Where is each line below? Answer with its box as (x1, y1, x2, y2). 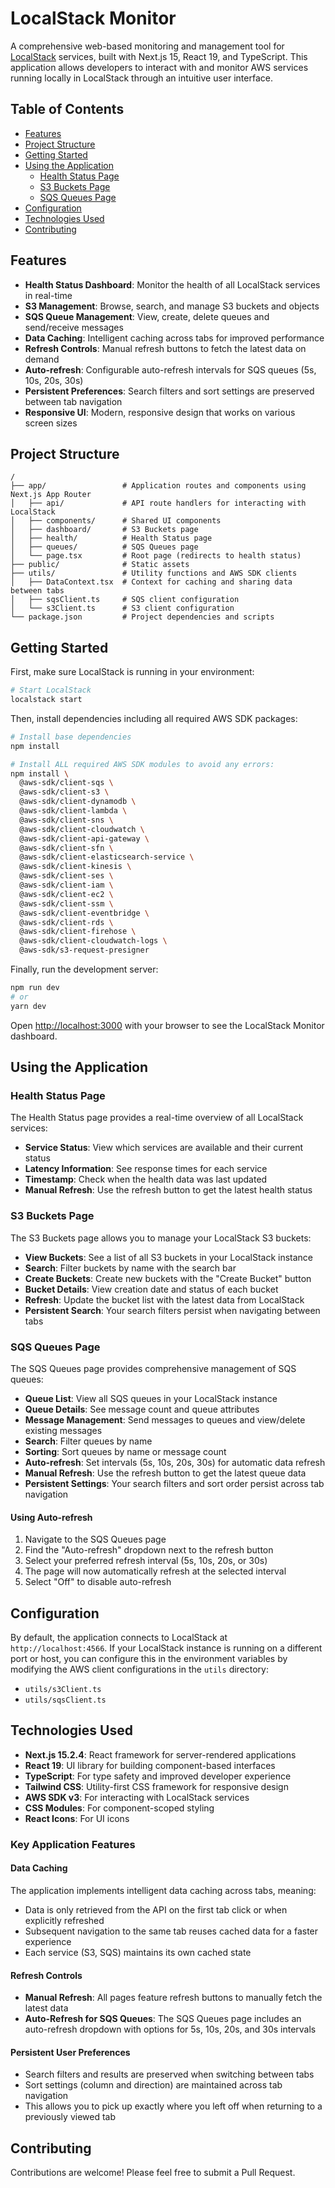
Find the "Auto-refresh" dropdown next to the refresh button (24, 1544, 274, 1556)
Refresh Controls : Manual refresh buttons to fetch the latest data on (24, 342, 307, 354)
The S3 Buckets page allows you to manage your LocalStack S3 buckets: (10, 1232, 312, 1244)
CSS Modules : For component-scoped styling (24, 1802, 215, 1814)
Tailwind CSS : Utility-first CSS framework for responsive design (24, 1780, 289, 1792)
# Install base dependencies (10, 732, 132, 742)
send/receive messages (24, 321, 124, 333)
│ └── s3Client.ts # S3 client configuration (10, 603, 235, 614)
